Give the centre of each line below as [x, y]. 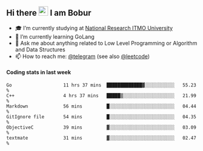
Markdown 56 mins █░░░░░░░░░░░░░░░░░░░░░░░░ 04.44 [101, 106]
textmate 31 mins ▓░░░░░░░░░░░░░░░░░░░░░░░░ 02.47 [101, 138]
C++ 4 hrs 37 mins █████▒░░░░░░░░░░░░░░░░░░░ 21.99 [101, 96]
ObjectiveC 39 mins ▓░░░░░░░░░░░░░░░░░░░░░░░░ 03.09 [101, 127]
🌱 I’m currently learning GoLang [55, 36]
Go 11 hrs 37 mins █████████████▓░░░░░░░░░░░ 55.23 [101, 85]
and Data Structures [40, 50]
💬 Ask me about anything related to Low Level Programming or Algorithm [106, 43]
